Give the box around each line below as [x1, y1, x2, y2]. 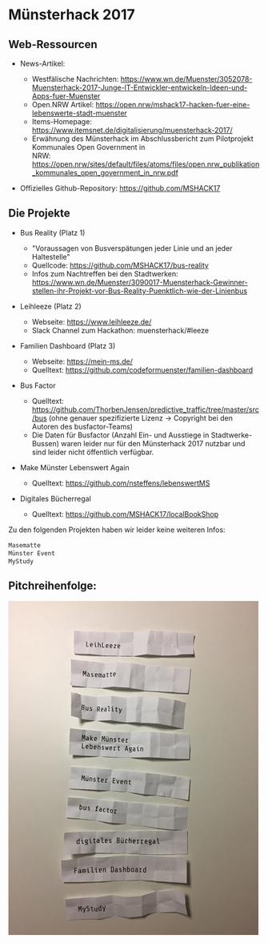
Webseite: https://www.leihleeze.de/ [31, 316, 152, 326]
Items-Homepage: [31, 117, 92, 126]
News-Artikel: [19, 58, 66, 68]
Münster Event [8, 549, 56, 558]
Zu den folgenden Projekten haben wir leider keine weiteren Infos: [8, 525, 226, 534]
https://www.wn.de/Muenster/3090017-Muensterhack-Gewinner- [31, 277, 248, 287]
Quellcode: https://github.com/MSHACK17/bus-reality [31, 260, 210, 270]
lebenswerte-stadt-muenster [31, 108, 128, 118]
